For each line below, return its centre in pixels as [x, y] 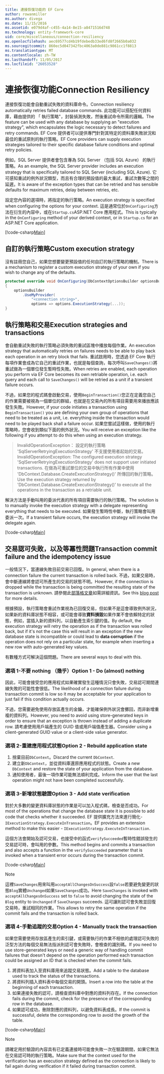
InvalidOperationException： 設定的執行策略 [61, 445]
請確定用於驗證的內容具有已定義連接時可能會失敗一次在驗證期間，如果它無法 [82, 1049]
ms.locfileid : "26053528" [31, 64]
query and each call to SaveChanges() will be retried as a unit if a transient [79, 379]
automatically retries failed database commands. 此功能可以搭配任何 [74, 110]
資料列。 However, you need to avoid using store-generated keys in [81, 715]
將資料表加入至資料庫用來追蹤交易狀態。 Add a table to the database [81, 970]
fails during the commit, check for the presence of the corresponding [82, 998]
